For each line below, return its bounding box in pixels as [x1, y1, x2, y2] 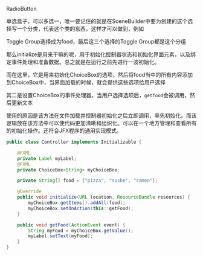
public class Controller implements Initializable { [6, 139, 142, 145]
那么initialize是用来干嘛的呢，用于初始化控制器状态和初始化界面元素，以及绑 [6, 51, 196, 58]
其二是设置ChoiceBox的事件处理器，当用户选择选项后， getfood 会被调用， [6, 92, 190, 98]
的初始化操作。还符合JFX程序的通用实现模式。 [6, 127, 122, 134]
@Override [17, 188, 42, 195]
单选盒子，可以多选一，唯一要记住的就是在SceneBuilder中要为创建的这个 [6, 18, 188, 25]
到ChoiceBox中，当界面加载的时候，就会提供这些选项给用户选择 [6, 78, 166, 86]
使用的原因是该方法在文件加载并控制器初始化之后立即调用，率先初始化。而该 [6, 112, 197, 119]
